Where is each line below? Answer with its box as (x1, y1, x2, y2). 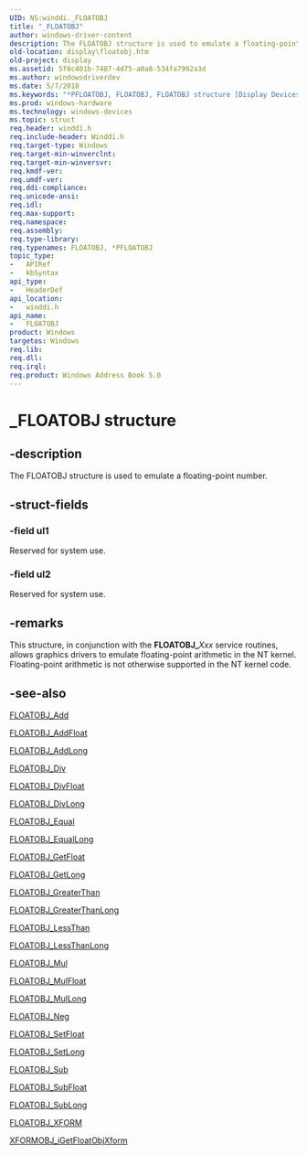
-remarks (9, 615, 64, 631)
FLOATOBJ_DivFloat (9, 780, 85, 791)
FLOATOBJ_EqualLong (9, 833, 94, 844)
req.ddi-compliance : (9, 184, 89, 193)
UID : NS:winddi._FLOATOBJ (9, 13, 108, 23)
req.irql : (9, 362, 48, 371)
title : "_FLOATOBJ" (9, 22, 84, 31)
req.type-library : (9, 234, 79, 243)
